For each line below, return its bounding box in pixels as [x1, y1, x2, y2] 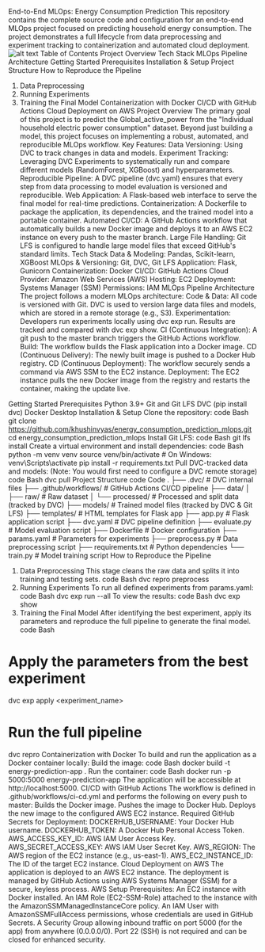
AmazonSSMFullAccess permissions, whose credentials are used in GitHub [8, 909, 254, 919]
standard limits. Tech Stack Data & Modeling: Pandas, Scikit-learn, [19, 249, 236, 258]
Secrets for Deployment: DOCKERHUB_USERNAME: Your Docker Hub [8, 817, 235, 826]
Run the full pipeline [8, 724, 142, 741]
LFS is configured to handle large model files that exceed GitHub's [19, 241, 237, 250]
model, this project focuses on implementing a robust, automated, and [19, 131, 249, 141]
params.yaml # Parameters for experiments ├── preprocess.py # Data [8, 534, 239, 543]
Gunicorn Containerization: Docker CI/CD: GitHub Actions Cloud [19, 266, 229, 276]
